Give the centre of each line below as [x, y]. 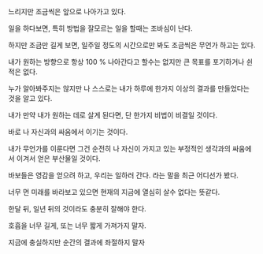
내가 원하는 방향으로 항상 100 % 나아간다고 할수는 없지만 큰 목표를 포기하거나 [126, 62]
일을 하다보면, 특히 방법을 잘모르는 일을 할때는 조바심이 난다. [100, 28]
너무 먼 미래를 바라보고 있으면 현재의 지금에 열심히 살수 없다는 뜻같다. [114, 192]
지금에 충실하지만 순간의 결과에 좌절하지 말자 [77, 242]
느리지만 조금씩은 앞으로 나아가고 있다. [67, 11]
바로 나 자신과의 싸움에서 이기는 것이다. [68, 132]
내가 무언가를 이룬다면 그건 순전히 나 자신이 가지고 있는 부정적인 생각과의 [119, 149]
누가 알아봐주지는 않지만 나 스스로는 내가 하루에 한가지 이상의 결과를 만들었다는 [129, 88]
